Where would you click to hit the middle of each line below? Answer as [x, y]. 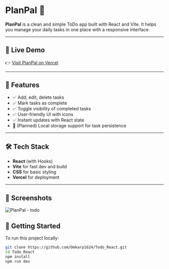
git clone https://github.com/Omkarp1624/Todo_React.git [66, 247]
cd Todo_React [20, 252]
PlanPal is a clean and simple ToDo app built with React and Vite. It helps [81, 24]
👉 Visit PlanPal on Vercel [32, 62]
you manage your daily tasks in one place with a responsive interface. [77, 29]
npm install [18, 256]
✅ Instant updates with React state [48, 120]
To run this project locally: [32, 238]
